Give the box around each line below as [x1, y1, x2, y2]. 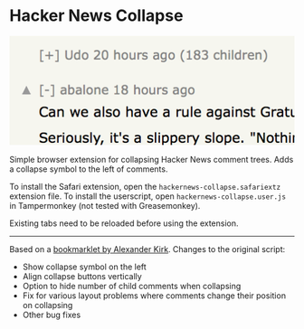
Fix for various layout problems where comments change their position [22, 290, 287, 301]
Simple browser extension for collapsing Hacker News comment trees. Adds [9, 155, 294, 165]
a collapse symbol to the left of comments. [9, 164, 168, 174]
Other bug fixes [22, 309, 81, 321]
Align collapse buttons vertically [22, 271, 142, 282]
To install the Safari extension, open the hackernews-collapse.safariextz [9, 182, 281, 193]
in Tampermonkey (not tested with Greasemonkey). [9, 201, 201, 211]
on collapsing [22, 300, 73, 311]
